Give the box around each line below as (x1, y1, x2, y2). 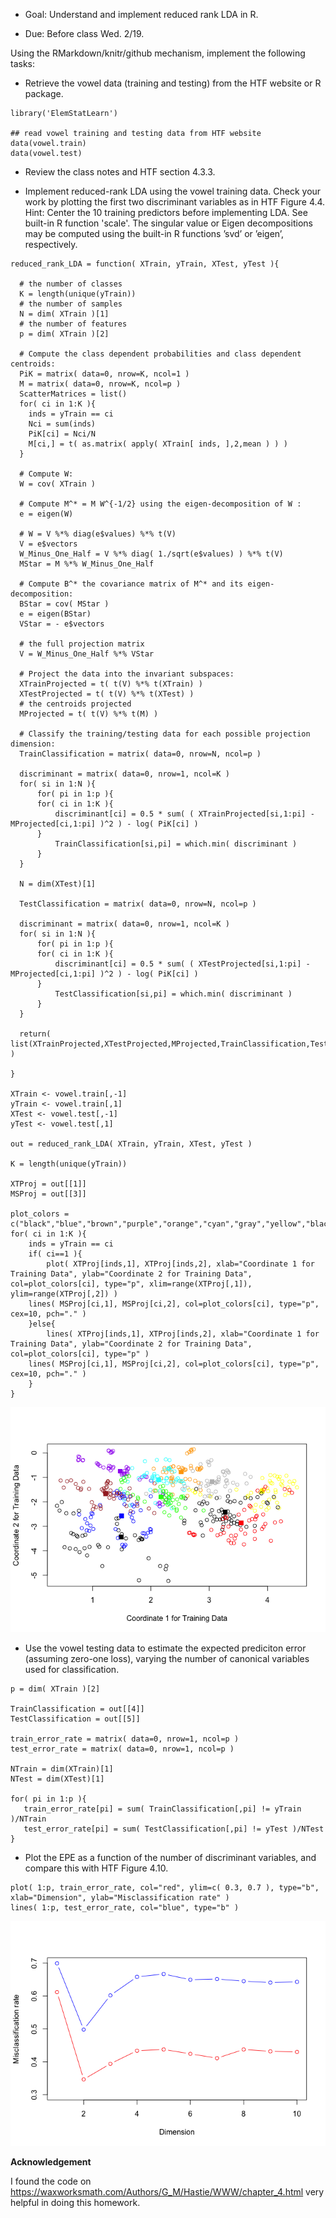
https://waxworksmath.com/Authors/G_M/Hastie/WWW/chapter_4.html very (10, 2186, 325, 2198)
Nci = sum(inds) (28, 419, 97, 429)
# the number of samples (19, 299, 123, 309)
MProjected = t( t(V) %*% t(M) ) (19, 709, 159, 719)
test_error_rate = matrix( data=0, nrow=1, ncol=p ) (10, 1744, 235, 1754)
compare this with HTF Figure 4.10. (24, 1862, 169, 1874)
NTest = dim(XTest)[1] (10, 1774, 105, 1784)
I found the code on (10, 2175, 92, 2187)
